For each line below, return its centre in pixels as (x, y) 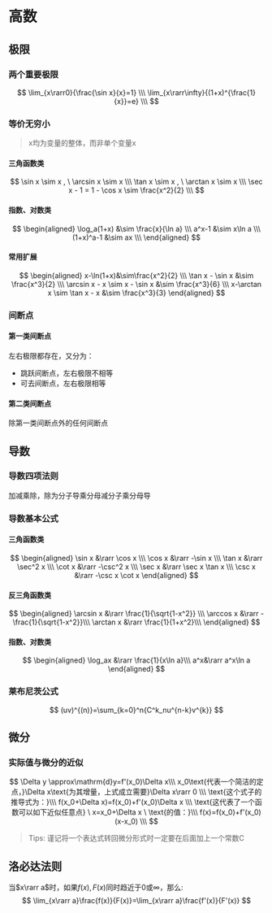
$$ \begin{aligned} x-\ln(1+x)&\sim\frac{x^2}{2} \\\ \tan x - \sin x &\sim (136, 275)
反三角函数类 (30, 595)
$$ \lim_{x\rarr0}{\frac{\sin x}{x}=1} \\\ (81, 92)
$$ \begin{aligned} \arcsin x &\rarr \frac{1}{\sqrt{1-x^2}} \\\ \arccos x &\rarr (134, 614)
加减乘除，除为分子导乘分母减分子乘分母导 (80, 495)
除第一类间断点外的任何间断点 (58, 423)
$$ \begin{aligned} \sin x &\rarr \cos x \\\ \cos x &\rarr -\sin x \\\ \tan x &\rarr (136, 558)
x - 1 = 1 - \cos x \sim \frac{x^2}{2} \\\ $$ (136, 190)
